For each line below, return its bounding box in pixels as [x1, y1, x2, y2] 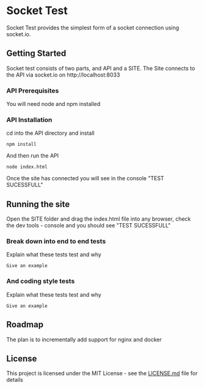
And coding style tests [6, 277, 75, 286]
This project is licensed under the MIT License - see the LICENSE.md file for [6, 370, 198, 377]
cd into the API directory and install [6, 129, 95, 137]
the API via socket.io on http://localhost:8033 [6, 71, 120, 78]
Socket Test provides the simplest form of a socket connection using [6, 24, 180, 31]
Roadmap [6, 319, 44, 330]
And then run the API [6, 152, 59, 159]
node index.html [6, 164, 48, 170]
